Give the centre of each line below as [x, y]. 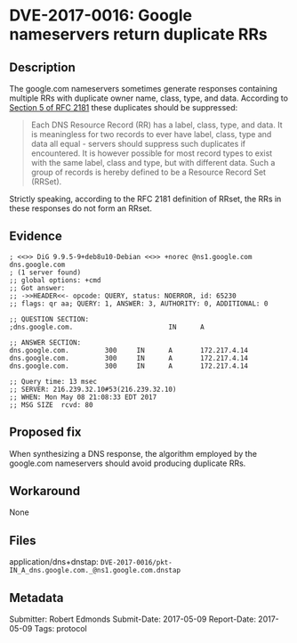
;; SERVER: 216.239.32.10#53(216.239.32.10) [93, 389]
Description [42, 67]
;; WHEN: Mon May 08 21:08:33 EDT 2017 [83, 397]
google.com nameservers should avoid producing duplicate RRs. [128, 463]
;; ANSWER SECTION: [45, 342]
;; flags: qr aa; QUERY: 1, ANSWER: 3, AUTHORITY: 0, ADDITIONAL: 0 [139, 304]
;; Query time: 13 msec [53, 381]
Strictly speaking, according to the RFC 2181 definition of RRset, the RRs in [145, 199]
